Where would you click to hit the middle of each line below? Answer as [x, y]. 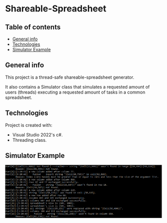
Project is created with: [29, 125]
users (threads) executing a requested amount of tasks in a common [75, 92]
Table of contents [33, 27]
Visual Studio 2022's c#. [38, 134]
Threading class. [30, 140]
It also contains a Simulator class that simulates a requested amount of [78, 87]
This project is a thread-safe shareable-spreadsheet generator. [70, 77]
